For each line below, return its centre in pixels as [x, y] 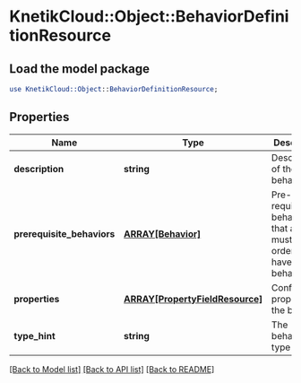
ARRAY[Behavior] [163, 233]
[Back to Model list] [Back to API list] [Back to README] [112, 369]
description [39, 169]
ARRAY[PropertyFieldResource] [193, 299]
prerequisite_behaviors [64, 233]
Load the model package [80, 69]
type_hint [34, 335]
